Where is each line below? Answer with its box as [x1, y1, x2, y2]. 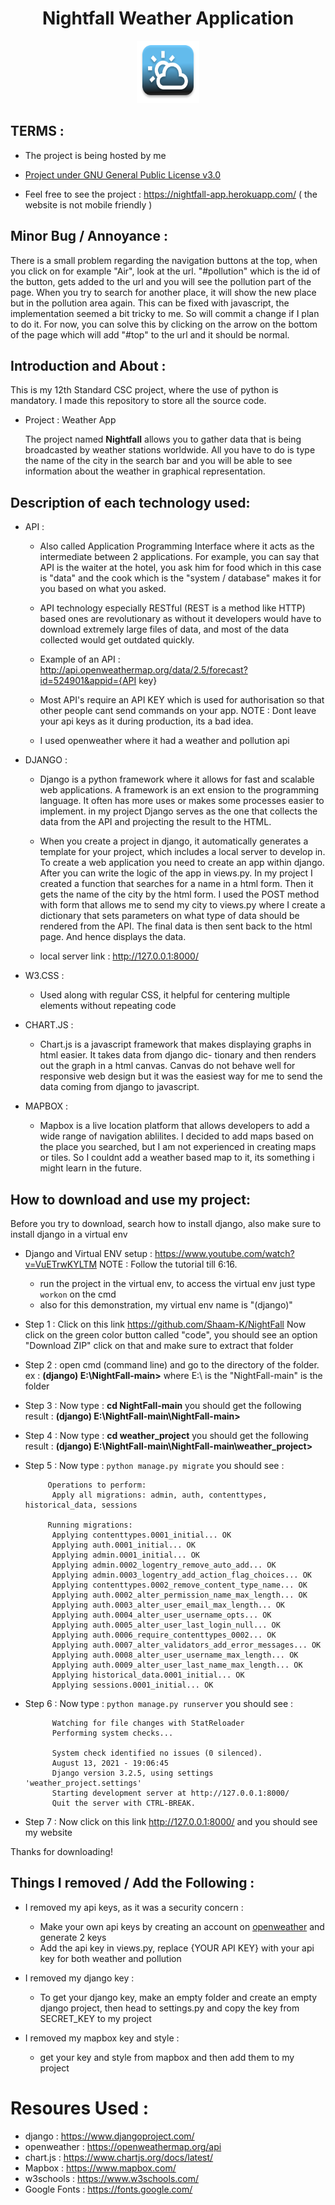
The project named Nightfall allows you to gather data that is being [24, 433, 302, 446]
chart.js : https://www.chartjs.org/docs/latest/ [24, 2151, 214, 2163]
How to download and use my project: [10, 1191, 252, 1208]
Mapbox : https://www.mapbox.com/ [24, 2162, 177, 2174]
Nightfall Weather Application [41, 7, 295, 30]
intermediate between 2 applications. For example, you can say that [39, 551, 320, 563]
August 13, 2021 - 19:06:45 [51, 1758, 169, 1768]
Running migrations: [47, 1520, 133, 1530]
